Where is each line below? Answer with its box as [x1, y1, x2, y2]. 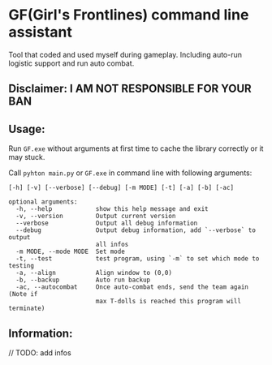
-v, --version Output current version [15, 213, 176, 221]
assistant [8, 23, 73, 41]
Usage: [8, 122, 46, 135]
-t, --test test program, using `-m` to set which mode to [15, 255, 260, 263]
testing [8, 262, 35, 270]
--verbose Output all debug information [15, 219, 198, 228]
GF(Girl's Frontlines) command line [8, 6, 249, 24]
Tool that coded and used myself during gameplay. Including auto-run [8, 49, 242, 59]
